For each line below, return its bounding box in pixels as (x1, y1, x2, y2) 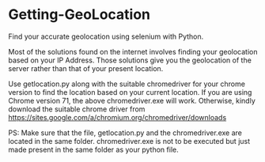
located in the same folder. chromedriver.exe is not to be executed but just (8, 136, 251, 145)
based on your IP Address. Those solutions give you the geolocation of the (8, 55, 252, 65)
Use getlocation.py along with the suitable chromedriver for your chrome (8, 79, 245, 89)
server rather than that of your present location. (8, 63, 164, 73)
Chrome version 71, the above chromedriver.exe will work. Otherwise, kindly (8, 96, 256, 105)
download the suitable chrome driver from (8, 104, 146, 114)
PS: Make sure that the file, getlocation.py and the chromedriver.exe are (8, 128, 243, 138)
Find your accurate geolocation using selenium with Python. (8, 32, 204, 41)
